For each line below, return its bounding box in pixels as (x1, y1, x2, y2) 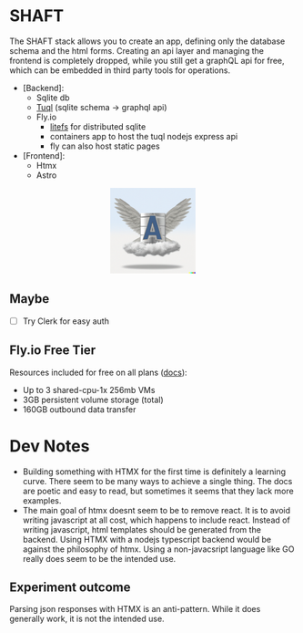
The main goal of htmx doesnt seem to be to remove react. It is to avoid (22, 504, 291, 515)
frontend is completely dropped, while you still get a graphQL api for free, (9, 55, 285, 66)
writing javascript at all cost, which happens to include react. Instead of (22, 514, 291, 525)
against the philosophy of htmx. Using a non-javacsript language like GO (22, 544, 295, 555)
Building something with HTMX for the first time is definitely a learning (22, 466, 287, 477)
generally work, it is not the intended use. (9, 613, 166, 625)
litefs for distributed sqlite (49, 120, 146, 132)
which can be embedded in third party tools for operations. (9, 65, 230, 76)
